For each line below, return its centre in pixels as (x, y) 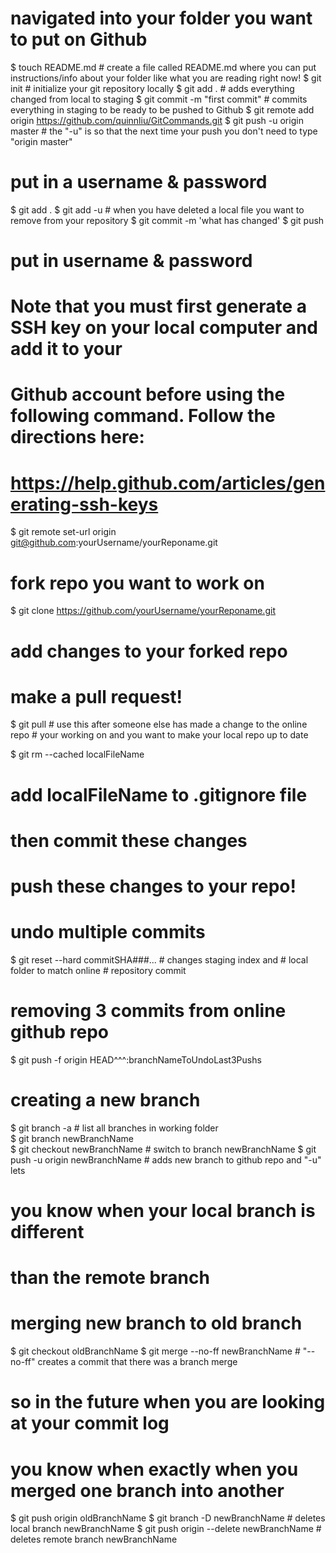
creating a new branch (105, 1100)
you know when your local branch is (163, 1211)
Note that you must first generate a (159, 306)
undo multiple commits (108, 932)
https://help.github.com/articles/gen (168, 483)
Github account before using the (148, 394)
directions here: (77, 437)
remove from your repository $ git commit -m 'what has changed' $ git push (167, 220)
